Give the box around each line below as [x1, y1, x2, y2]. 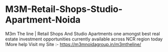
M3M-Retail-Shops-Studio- [5, 3, 123, 15]
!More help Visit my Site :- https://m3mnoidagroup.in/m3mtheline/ [5, 41, 141, 47]
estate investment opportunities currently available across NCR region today [5, 36, 163, 42]
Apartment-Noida [5, 14, 81, 25]
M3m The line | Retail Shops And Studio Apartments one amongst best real [5, 30, 160, 36]
